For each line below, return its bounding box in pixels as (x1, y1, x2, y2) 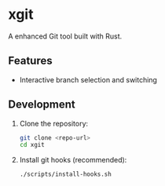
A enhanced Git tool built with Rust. (8, 31, 123, 41)
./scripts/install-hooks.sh (19, 170, 112, 178)
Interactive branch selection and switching (19, 75, 157, 84)
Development (8, 98, 76, 111)
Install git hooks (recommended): (19, 155, 127, 165)
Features (8, 54, 53, 67)
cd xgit (19, 141, 45, 149)
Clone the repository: (19, 119, 89, 128)
